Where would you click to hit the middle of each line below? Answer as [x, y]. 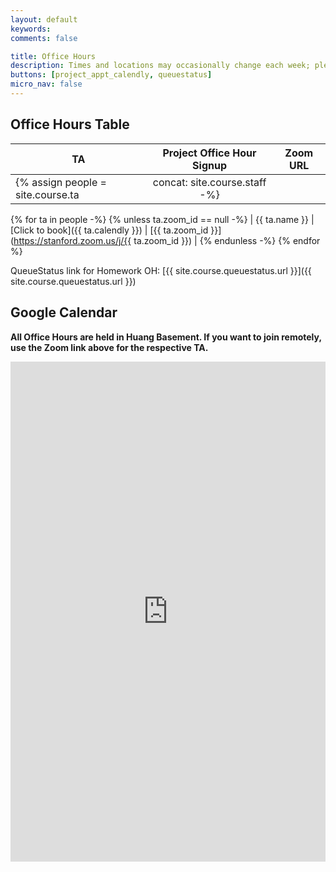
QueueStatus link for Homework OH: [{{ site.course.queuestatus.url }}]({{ [161, 270]
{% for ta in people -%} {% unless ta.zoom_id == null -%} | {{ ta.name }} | [162, 219]
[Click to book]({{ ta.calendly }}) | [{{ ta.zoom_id [109, 230]
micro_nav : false [46, 84]
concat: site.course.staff [209, 182]
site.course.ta [47, 194]
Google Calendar [64, 312]
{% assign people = [61, 182]
